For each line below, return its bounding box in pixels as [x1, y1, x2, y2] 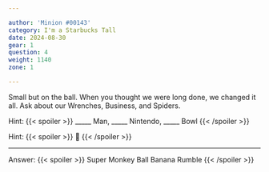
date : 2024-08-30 [8, 34, 66, 42]
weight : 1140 [8, 56, 52, 64]
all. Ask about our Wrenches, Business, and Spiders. [8, 101, 181, 110]
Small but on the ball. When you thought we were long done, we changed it [8, 92, 256, 102]
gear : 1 [8, 41, 34, 49]
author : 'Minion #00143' [8, 18, 91, 26]
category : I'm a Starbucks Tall [8, 26, 116, 34]
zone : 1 [8, 63, 34, 72]
